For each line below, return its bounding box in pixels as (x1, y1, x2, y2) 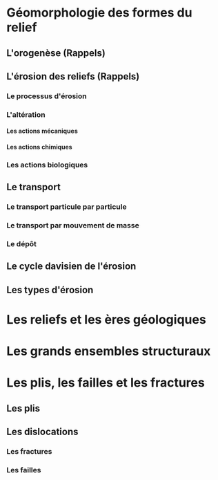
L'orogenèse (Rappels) (6, 47, 106, 59)
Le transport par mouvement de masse (6, 221, 139, 230)
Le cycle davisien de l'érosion (6, 261, 137, 273)
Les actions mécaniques (6, 127, 79, 136)
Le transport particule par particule (6, 202, 127, 212)
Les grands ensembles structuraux (6, 344, 211, 359)
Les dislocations (6, 426, 79, 438)
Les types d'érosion (6, 284, 94, 295)
